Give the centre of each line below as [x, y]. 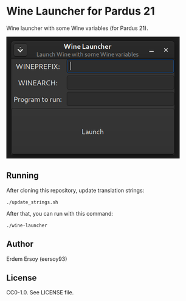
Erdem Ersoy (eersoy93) [37, 259]
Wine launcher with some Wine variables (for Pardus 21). [77, 28]
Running [23, 176]
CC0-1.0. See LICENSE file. [40, 292]
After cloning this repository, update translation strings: [75, 190]
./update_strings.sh [33, 202]
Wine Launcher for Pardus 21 [81, 11]
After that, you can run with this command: [60, 213]
